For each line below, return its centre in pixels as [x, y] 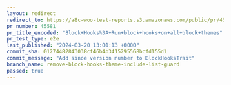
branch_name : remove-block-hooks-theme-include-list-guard [93, 64]
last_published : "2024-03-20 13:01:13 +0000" [73, 45]
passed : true [25, 71]
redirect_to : [25, 20]
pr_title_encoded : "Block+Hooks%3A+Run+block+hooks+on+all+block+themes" [115, 33]
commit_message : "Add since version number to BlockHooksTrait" [101, 58]
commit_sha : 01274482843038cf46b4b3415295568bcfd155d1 [87, 52]
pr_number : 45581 [31, 26]
